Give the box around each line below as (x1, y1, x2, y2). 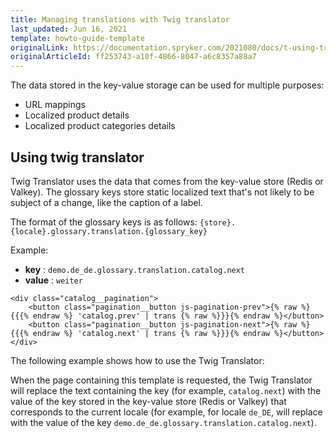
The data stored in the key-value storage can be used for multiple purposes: (10, 79, 325, 91)
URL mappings (24, 99, 86, 111)
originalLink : (10, 42, 70, 53)
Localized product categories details (24, 120, 176, 132)
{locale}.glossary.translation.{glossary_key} (10, 226, 208, 236)
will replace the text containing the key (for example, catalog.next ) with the (10, 384, 322, 396)
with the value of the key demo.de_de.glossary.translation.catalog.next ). (10, 416, 317, 428)
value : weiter (24, 274, 83, 286)
